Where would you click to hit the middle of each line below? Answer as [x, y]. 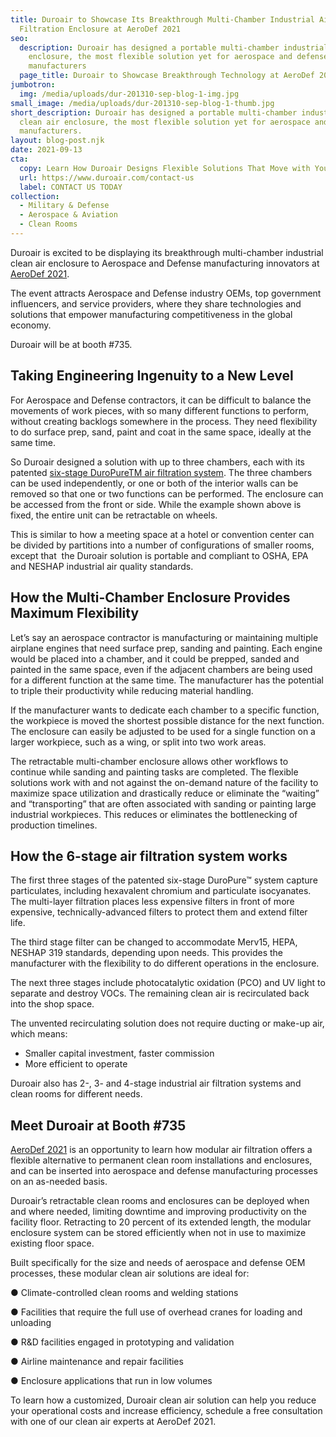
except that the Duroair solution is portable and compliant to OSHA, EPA [159, 555]
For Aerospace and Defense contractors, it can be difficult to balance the [161, 400]
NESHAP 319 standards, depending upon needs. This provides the [147, 953]
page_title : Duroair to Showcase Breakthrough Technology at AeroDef [167, 76]
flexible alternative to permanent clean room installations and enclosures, [161, 1160]
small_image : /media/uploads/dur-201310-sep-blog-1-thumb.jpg [142, 103]
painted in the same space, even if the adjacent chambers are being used [161, 669]
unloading [31, 1323]
